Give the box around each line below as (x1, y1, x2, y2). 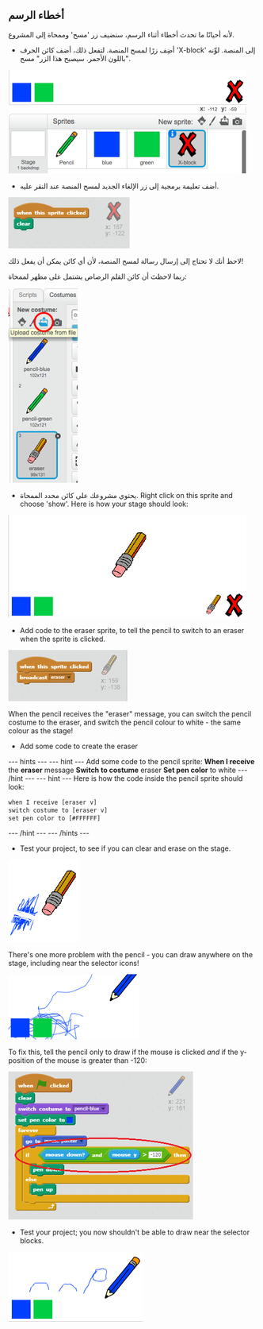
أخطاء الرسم (8, 9, 65, 22)
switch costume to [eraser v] (8, 806, 109, 814)
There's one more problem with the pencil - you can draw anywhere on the (8, 949, 253, 959)
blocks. (19, 1235, 44, 1245)
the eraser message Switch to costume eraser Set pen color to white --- (8, 765, 248, 775)
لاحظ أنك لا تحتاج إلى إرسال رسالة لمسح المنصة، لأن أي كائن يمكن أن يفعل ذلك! (8, 256, 244, 265)
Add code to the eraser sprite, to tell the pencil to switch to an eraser (19, 625, 245, 635)
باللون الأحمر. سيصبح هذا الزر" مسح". (19, 53, 131, 63)
